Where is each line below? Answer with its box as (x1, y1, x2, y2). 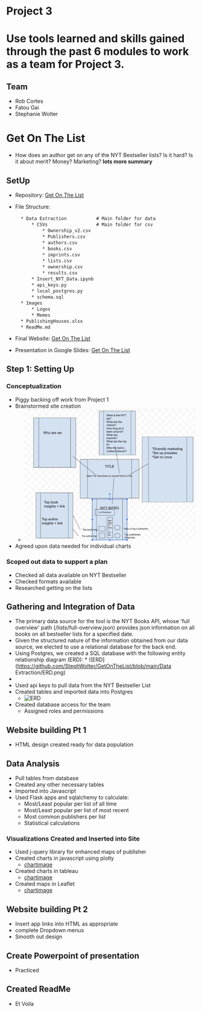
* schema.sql (31, 294, 65, 300)
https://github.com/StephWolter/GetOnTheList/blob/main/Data (17, 662, 172, 670)
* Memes (31, 312, 51, 318)
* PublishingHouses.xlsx (21, 318, 83, 324)
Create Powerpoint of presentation (6, 950, 140, 961)
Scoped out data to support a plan (6, 557, 108, 566)
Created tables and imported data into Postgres (14, 688, 133, 696)
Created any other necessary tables (14, 781, 104, 789)
